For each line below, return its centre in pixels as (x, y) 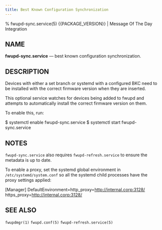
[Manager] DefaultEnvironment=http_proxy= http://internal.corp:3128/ (75, 190)
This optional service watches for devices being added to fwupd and (75, 98)
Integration (16, 29)
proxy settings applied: (28, 180)
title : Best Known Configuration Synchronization (57, 10)
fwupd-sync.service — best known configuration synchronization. (73, 56)
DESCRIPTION (27, 72)
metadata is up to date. (28, 160)
